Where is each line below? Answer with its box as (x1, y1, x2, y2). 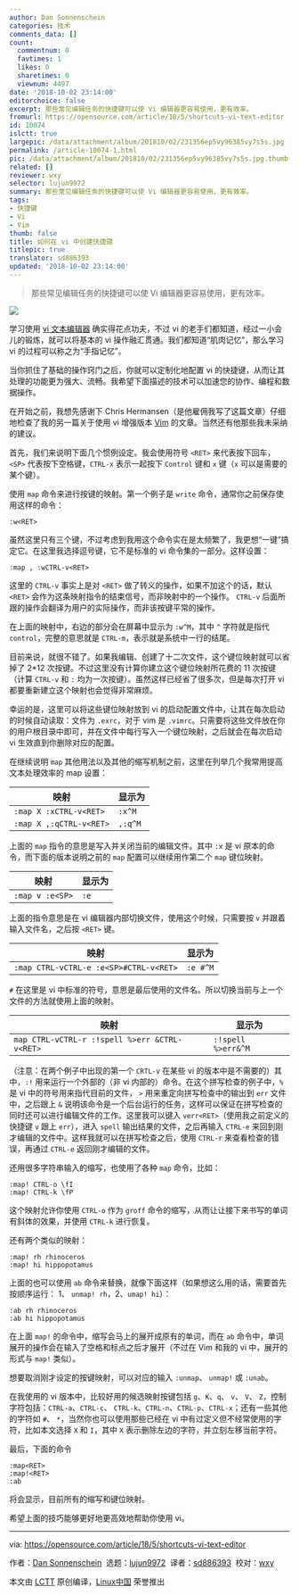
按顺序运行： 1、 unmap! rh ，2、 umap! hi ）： (9, 1288, 172, 1299)
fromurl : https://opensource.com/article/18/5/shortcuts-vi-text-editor (9, 112, 285, 121)
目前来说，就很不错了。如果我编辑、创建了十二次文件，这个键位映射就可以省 (9, 651, 290, 661)
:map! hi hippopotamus (9, 1260, 93, 1269)
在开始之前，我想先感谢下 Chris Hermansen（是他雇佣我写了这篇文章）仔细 (9, 405, 287, 416)
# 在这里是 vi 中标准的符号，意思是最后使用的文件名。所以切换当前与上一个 (9, 984, 284, 995)
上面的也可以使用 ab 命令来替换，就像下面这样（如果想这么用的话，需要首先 (9, 1277, 287, 1288)
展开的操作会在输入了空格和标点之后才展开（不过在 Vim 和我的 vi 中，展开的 (9, 1342, 288, 1352)
